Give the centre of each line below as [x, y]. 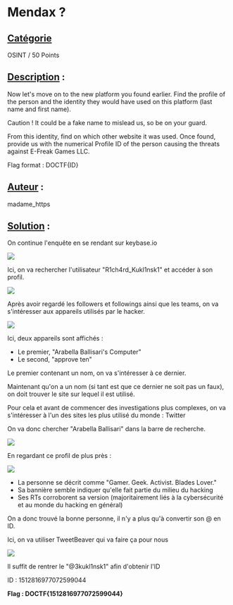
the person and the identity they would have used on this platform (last [110, 101]
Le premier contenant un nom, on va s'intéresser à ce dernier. [97, 373]
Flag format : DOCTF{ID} [43, 165]
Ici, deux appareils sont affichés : [55, 338]
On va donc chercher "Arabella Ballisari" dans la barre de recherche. [107, 429]
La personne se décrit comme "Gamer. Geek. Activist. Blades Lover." [117, 483]
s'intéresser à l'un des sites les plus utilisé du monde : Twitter [96, 415]
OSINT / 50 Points [33, 55]
